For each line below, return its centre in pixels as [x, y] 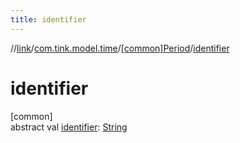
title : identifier [48, 19]
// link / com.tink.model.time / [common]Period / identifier [120, 48]
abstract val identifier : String [69, 127]
